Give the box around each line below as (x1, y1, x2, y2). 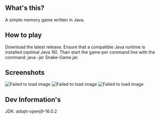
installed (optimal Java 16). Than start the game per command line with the (5, 49, 155, 55)
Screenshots (5, 68, 45, 77)
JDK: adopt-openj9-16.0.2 (5, 108, 58, 114)
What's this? (5, 4, 45, 12)
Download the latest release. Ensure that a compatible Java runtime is (5, 44, 145, 50)
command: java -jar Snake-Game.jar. (5, 54, 79, 60)
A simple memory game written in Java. (5, 17, 85, 22)
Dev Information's (5, 95, 61, 104)
